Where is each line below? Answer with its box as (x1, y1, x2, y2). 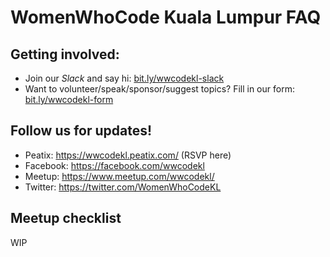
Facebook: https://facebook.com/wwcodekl (24, 159, 205, 171)
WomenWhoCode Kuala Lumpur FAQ (10, 6, 322, 29)
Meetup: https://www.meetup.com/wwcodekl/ (24, 170, 215, 182)
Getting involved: (10, 46, 120, 63)
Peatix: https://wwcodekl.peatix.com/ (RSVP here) (24, 149, 232, 161)
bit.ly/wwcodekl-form (24, 94, 114, 105)
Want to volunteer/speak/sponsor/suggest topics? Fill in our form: (24, 83, 295, 95)
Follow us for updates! (10, 122, 153, 140)
